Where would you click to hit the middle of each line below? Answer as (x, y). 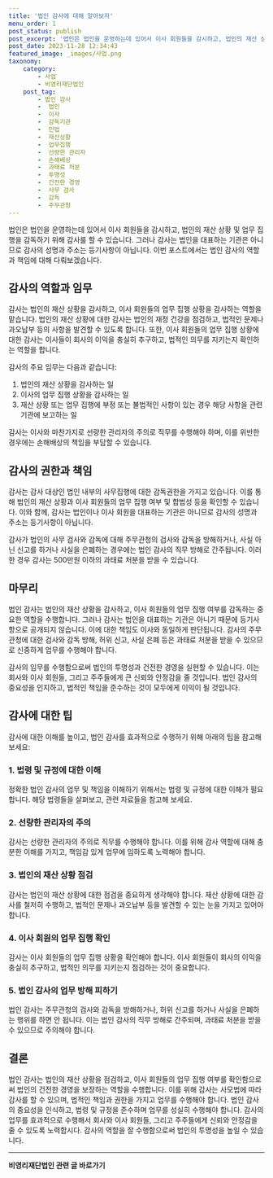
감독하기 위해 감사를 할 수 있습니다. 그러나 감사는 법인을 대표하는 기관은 (136, 239)
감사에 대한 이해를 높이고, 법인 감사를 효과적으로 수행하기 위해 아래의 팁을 (124, 737)
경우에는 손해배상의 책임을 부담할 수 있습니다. (80, 442)
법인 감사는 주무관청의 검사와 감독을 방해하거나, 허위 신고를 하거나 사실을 (123, 1009)
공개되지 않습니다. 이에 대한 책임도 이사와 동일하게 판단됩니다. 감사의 (138, 629)
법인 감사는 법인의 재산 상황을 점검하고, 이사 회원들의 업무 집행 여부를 (118, 1079)
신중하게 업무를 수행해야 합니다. (67, 650)
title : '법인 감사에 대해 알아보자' (61, 16)
